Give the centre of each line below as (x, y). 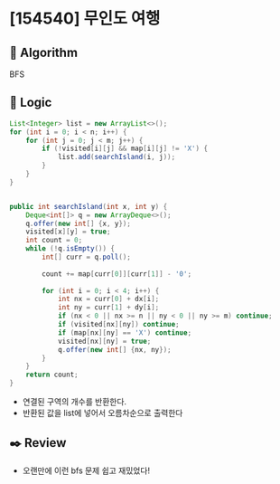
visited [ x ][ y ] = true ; (68, 232)
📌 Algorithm (44, 52)
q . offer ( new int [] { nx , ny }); (114, 349)
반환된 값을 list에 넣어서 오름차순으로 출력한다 (103, 413)
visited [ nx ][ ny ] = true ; (104, 341)
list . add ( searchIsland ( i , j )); (117, 157)
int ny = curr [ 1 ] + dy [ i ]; (108, 308)
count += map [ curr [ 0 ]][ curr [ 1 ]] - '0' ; (117, 274)
